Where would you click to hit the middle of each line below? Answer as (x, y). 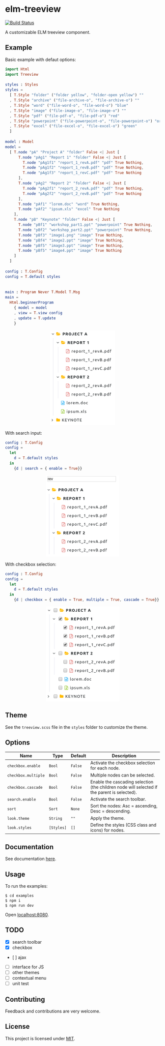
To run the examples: (27, 886)
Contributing (25, 999)
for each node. (105, 768)
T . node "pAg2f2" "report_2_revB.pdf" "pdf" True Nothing (82, 194)
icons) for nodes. (108, 830)
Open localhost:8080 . (27, 915)
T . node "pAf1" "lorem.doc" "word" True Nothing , (69, 204)
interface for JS (28, 967)
